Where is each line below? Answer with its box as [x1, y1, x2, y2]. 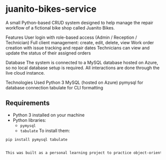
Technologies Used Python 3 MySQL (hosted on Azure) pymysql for [5, 80, 143, 85]
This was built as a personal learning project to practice [5, 150, 132, 155]
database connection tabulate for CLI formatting [5, 84, 103, 90]
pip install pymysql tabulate [5, 137, 68, 142]
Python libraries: [12, 117, 46, 123]
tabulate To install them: [20, 128, 70, 133]
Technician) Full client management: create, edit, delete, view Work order [5, 39, 154, 45]
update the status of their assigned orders [5, 50, 91, 56]
